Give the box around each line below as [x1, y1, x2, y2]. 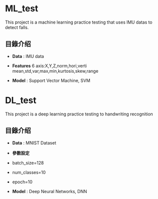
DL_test [5, 94, 37, 106]
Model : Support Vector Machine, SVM [12, 77, 90, 84]
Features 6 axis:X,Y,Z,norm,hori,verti [12, 62, 87, 69]
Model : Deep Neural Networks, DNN [12, 188, 87, 194]
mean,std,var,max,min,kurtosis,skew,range [12, 68, 99, 74]
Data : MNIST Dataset [12, 140, 56, 145]
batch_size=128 [12, 160, 44, 166]
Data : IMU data [12, 53, 44, 59]
